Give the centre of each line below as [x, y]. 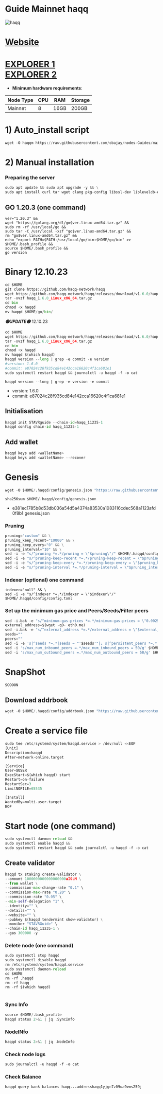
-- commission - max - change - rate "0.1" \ [44, 888]
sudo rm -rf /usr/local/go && [36, 227]
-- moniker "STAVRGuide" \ [31, 924]
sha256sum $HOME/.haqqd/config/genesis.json [51, 499]
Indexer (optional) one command [44, 580]
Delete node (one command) [39, 945]
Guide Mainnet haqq [47, 9]
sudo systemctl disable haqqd [36, 960]
